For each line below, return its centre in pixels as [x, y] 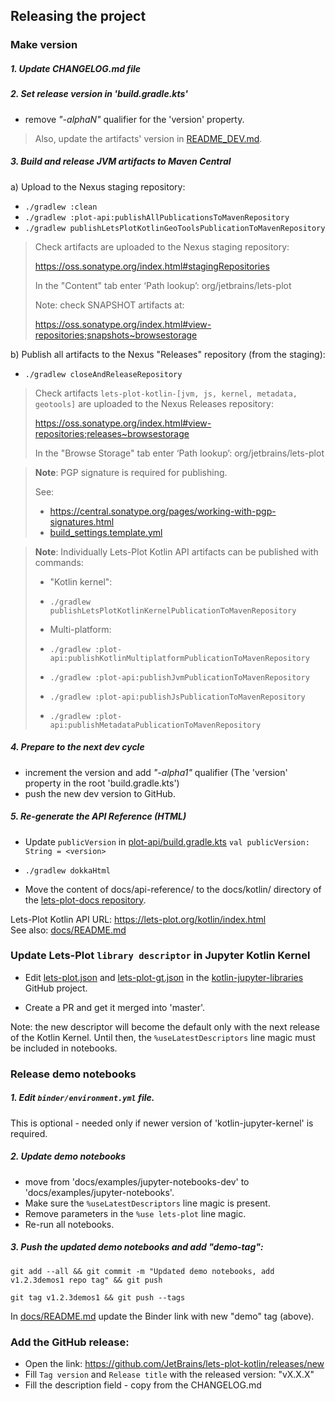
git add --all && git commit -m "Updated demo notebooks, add [142, 1271]
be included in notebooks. [64, 1048]
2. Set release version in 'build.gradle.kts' [99, 94]
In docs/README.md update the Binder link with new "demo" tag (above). [162, 1316]
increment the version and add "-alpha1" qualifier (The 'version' [156, 772]
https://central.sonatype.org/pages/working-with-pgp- [163, 511]
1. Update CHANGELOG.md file [76, 68]
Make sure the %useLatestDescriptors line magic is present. [147, 1203]
